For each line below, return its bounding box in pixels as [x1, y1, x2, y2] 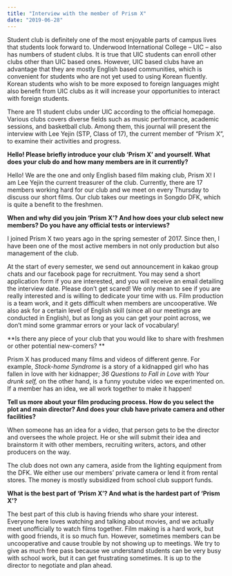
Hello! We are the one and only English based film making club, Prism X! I [7, 170, 215, 179]
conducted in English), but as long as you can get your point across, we [7, 313, 211, 321]
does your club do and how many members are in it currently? [7, 157, 188, 166]
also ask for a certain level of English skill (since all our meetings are [7, 306, 202, 315]
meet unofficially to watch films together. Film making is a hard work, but [7, 524, 214, 533]
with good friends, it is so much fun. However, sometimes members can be [7, 532, 221, 540]
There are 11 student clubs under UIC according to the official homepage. [7, 108, 215, 116]
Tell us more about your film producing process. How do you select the [7, 397, 214, 406]
